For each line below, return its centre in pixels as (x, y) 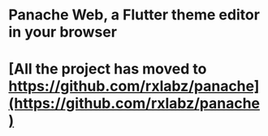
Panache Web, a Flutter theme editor (134, 15)
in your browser (63, 32)
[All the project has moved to (108, 69)
